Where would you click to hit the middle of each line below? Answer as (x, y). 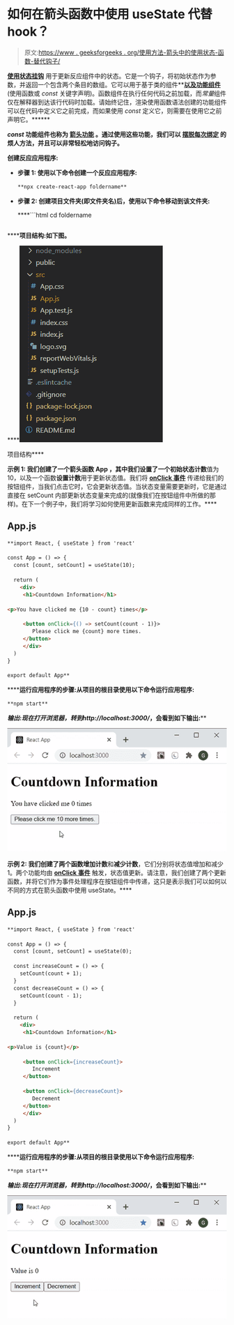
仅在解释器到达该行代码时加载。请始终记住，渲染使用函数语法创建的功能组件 (117, 102)
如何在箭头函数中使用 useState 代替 (110, 14)
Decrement (46, 1098)
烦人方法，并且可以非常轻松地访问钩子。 (65, 143)
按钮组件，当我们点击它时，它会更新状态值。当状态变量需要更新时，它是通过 (117, 486)
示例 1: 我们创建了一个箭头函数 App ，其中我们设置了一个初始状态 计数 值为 (113, 469)
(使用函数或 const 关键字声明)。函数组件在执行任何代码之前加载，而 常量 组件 (117, 93)
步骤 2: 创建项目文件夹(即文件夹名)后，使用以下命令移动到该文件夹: (114, 201)
